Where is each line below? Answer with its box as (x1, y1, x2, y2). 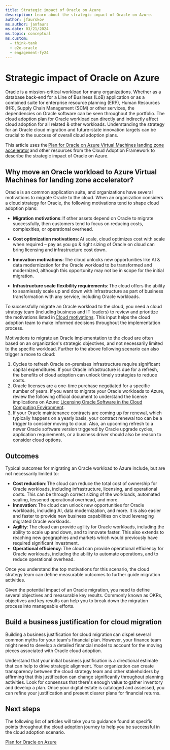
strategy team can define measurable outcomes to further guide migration (5, 572, 161, 578)
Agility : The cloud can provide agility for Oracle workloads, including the (12, 524, 165, 530)
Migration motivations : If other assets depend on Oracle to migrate (12, 215, 154, 222)
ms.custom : (5, 36, 28, 41)
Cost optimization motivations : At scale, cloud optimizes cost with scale (12, 236, 165, 242)
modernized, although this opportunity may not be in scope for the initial (12, 267, 164, 274)
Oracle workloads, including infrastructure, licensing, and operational (12, 486, 157, 492)
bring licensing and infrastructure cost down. (12, 247, 107, 253)
